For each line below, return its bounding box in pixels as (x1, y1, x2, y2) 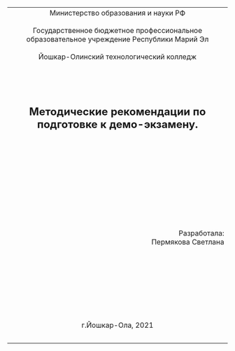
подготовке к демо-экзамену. (37, 117, 198, 131)
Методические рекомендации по (29, 104, 206, 118)
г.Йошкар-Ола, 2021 (81, 320, 154, 330)
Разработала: (178, 228, 225, 238)
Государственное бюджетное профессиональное (32, 26, 203, 35)
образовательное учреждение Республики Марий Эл (26, 34, 209, 44)
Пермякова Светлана (151, 238, 225, 247)
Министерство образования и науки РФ (49, 8, 186, 18)
